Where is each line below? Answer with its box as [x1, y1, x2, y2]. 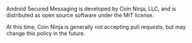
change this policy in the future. [6, 30, 86, 37]
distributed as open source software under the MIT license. [6, 12, 154, 19]
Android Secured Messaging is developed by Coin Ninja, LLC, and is [6, 5, 176, 12]
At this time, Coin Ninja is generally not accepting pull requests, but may [6, 24, 186, 30]
